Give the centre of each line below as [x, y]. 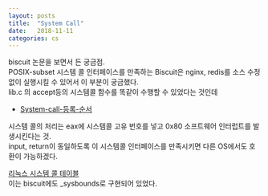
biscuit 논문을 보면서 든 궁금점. [57, 62]
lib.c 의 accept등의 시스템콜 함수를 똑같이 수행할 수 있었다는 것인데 [113, 92]
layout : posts [32, 16]
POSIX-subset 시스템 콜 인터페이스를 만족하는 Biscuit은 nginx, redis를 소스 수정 [134, 72]
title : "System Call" [46, 23]
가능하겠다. [41, 157]
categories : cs [34, 38]
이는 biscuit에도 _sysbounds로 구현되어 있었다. [83, 184]
